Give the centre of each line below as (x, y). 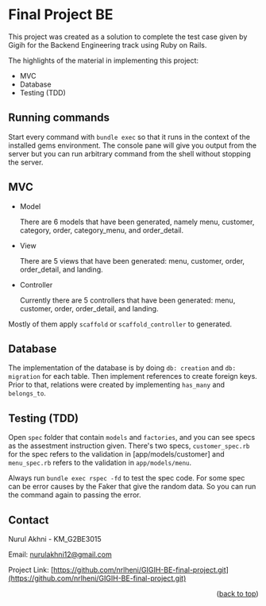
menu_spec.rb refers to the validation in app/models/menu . (100, 463)
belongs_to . (27, 393)
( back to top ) (237, 594)
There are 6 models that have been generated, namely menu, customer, (137, 222)
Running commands (59, 118)
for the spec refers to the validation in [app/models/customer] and (116, 454)
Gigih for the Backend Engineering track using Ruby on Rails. (108, 44)
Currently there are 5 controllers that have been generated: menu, (127, 300)
